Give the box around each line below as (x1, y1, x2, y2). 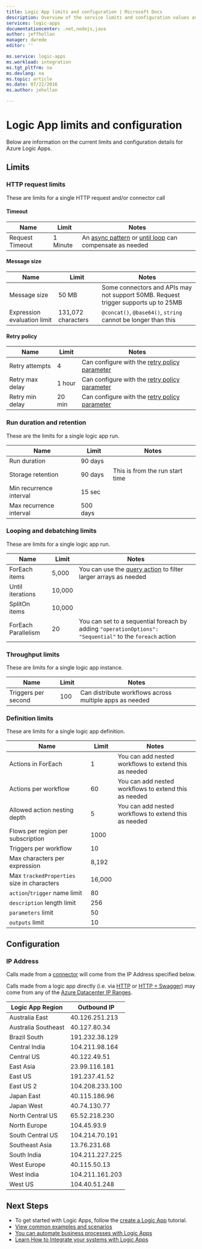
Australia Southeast (9, 1023, 65, 1032)
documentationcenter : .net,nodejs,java (6, 25, 106, 32)
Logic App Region (11, 1003, 63, 1012)
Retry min (9, 393, 37, 401)
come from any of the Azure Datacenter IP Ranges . (6, 989, 133, 996)
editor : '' (6, 43, 34, 49)
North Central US (9, 1111, 58, 1120)
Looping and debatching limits (6, 526, 97, 535)
